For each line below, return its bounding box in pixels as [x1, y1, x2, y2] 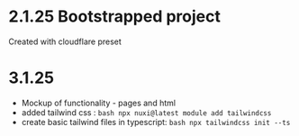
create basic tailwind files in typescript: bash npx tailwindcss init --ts [21, 116, 291, 127]
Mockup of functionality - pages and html [21, 97, 177, 108]
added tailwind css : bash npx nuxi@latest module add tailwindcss [21, 106, 272, 118]
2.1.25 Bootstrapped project [8, 6, 222, 27]
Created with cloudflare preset [8, 36, 122, 47]
